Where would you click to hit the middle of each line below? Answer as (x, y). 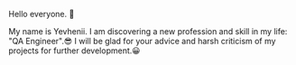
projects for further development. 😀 (74, 51)
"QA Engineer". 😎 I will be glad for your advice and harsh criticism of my (142, 41)
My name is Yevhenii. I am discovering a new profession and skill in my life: (148, 31)
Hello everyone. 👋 (42, 14)
